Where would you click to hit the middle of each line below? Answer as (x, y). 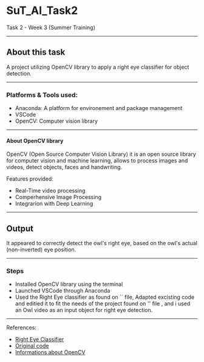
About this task (36, 52)
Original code (32, 346)
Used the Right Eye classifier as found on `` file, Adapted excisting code (105, 297)
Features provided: (30, 179)
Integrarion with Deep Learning (54, 204)
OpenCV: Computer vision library (56, 121)
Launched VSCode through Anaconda (63, 291)
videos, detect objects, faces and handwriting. (64, 167)
